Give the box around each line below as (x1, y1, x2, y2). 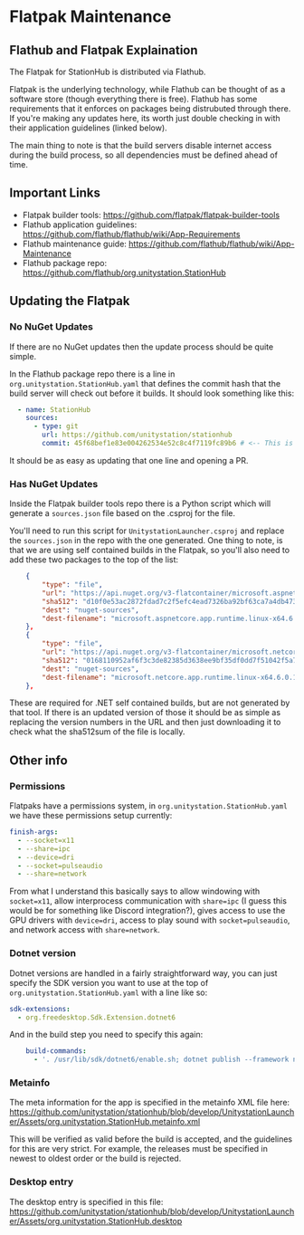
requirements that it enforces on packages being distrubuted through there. (9, 103, 291, 114)
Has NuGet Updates (9, 477, 99, 490)
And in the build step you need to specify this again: (9, 1029, 204, 1040)
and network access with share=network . (9, 924, 161, 935)
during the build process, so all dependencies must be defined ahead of (9, 149, 279, 160)
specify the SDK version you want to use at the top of (9, 977, 209, 988)
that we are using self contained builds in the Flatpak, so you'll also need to (9, 545, 290, 556)
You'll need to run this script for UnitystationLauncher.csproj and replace (9, 525, 285, 536)
